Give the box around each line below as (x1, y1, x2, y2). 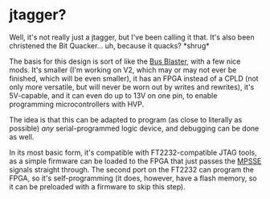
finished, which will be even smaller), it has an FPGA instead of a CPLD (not (9, 73, 260, 83)
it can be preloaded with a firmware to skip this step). (9, 181, 186, 191)
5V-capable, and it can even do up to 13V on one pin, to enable (9, 90, 218, 100)
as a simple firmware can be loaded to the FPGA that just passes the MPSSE (9, 155, 262, 166)
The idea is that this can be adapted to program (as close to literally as (9, 114, 243, 124)
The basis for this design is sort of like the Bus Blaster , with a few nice (9, 56, 241, 66)
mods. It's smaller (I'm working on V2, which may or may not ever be (9, 64, 237, 74)
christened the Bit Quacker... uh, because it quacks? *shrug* (9, 40, 210, 50)
